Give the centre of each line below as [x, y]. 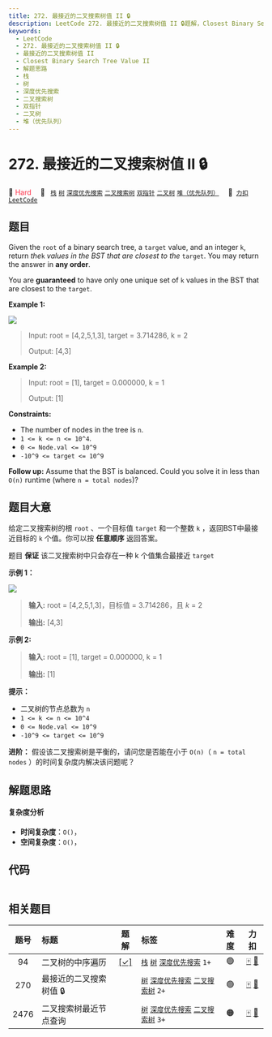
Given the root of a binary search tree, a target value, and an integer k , [127, 247]
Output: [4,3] [49, 351]
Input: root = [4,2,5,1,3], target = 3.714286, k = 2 [108, 335]
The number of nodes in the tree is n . [82, 429]
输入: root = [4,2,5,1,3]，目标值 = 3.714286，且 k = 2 [115, 605]
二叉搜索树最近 [70, 1009]
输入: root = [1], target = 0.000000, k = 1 [95, 657]
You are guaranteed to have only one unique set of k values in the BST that [134, 280]
